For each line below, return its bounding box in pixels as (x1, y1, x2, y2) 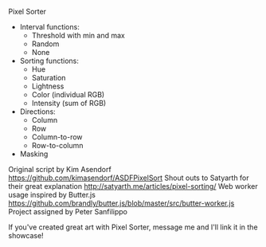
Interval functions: (19, 22, 80, 31)
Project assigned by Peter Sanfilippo (8, 207, 127, 216)
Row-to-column (31, 141, 84, 150)
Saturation (31, 73, 66, 82)
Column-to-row (31, 132, 83, 142)
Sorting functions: (19, 56, 80, 65)
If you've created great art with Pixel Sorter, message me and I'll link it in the (8, 222, 258, 232)
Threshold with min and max (31, 31, 125, 40)
